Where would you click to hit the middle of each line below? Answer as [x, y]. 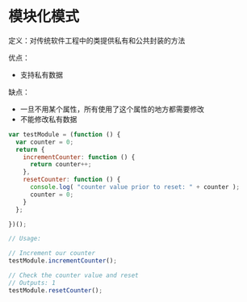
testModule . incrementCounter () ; [63, 261]
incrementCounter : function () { [79, 157]
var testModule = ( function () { [65, 134]
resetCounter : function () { [72, 180]
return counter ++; [61, 165]
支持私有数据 [41, 74]
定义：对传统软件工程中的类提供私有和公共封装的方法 [97, 40]
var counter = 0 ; [45, 142]
